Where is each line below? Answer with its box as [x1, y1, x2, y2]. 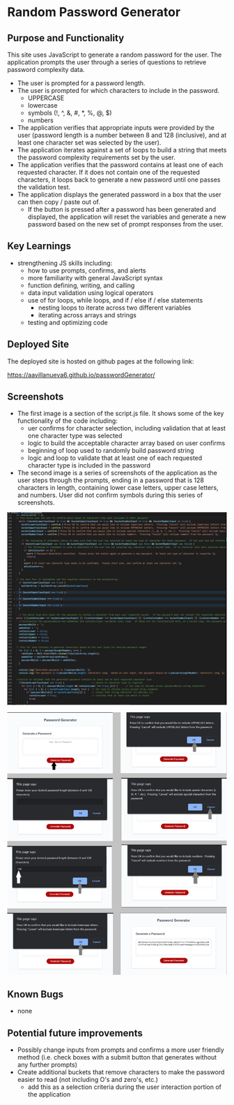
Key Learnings [7, 240, 72, 252]
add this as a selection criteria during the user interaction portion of [27, 1083, 221, 1091]
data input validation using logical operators [27, 288, 154, 297]
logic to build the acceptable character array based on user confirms [27, 439, 226, 447]
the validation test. [17, 183, 71, 191]
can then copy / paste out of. [17, 198, 101, 206]
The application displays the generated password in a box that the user [17, 190, 221, 198]
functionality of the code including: [17, 417, 118, 425]
